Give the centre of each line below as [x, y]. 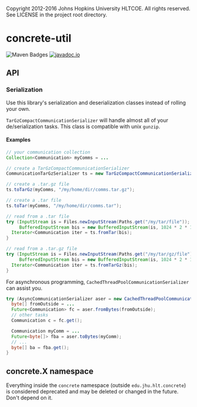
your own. [18, 108]
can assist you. [24, 288]
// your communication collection [48, 152]
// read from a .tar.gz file [42, 249]
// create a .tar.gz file [38, 184]
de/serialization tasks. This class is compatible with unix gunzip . [83, 126]
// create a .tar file [34, 201]
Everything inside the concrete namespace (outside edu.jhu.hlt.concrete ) [96, 385]
